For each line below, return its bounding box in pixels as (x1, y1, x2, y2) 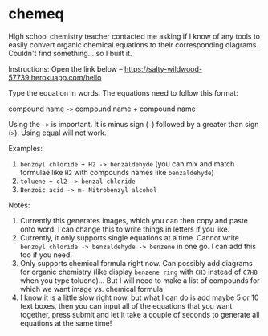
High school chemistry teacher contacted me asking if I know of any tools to (8, 31, 261, 41)
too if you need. (19, 250, 72, 260)
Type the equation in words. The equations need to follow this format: (8, 88, 238, 97)
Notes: (8, 200, 30, 210)
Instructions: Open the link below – (8, 64, 123, 73)
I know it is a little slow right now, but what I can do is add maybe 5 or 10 (19, 293, 259, 302)
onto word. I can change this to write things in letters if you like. (19, 224, 230, 234)
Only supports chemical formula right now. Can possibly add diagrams (19, 258, 253, 268)
